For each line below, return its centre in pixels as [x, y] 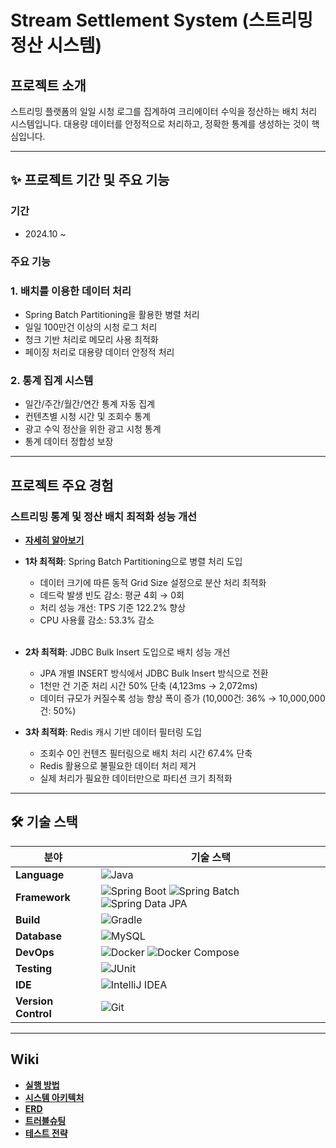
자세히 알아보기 [54, 540]
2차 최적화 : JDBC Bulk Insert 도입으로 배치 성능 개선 [127, 652]
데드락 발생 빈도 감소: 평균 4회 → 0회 [112, 595]
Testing [34, 968]
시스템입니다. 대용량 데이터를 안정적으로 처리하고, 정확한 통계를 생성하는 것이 [160, 124]
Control [33, 1013]
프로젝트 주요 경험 [62, 485]
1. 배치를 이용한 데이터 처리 [71, 291]
